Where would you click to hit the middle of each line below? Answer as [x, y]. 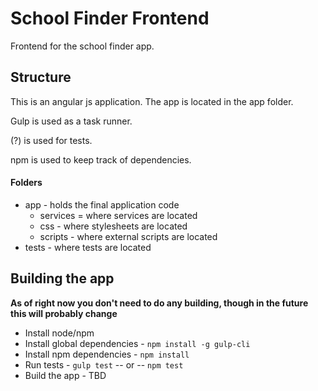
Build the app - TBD [65, 375]
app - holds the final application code [102, 204]
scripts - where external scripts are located [128, 236]
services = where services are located [118, 215]
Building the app [62, 278]
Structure [41, 77]
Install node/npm [59, 333]
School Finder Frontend [110, 18]
